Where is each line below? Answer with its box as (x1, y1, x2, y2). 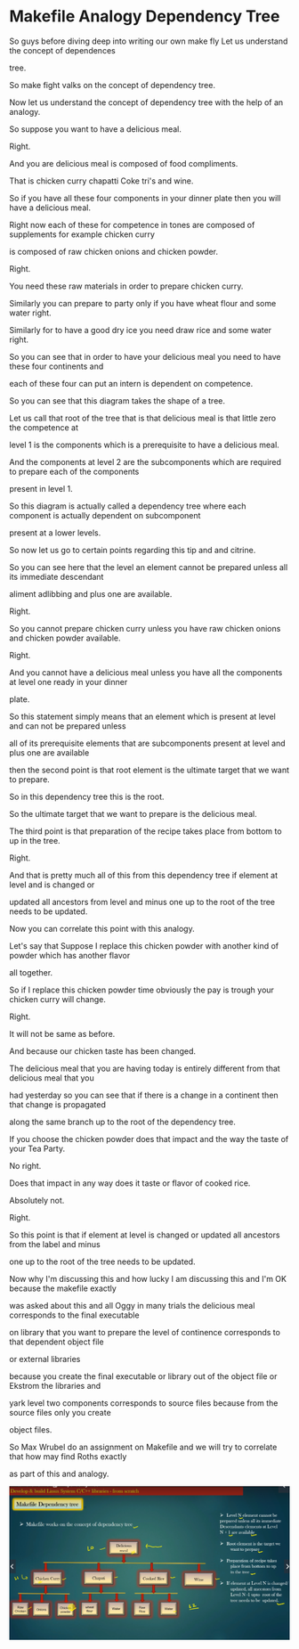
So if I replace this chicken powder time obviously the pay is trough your (9, 984, 274, 995)
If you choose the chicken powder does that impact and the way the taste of (9, 1133, 289, 1144)
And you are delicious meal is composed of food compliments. (9, 158, 238, 168)
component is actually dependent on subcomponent (9, 510, 201, 520)
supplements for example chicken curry (9, 229, 156, 240)
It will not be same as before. (9, 1028, 116, 1039)
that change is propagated (9, 1098, 107, 1110)
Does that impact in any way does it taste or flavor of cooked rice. (9, 1178, 251, 1188)
